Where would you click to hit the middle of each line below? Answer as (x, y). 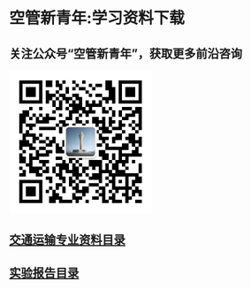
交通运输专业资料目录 (67, 240)
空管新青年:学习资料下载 (97, 18)
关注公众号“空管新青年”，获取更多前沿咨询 (126, 53)
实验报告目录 (44, 273)
